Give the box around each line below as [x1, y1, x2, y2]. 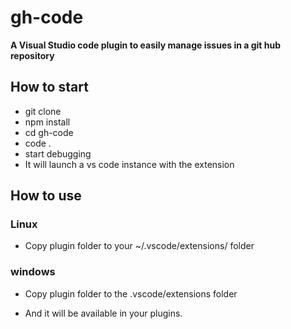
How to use [10, 187, 82, 205]
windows [10, 265, 56, 279]
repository [10, 49, 55, 61]
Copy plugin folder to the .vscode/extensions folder [24, 287, 238, 300]
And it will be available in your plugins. [24, 307, 183, 319]
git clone [24, 105, 62, 117]
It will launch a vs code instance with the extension [24, 158, 235, 170]
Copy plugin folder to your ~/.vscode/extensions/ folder [24, 240, 255, 252]
